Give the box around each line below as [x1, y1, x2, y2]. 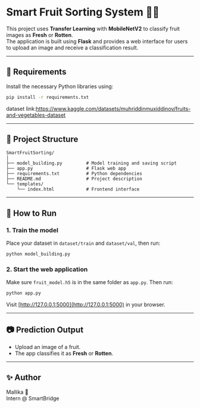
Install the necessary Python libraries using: [6, 83, 114, 90]
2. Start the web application [6, 265, 88, 273]
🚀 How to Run [6, 208, 57, 218]
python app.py [6, 290, 42, 297]
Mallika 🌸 [6, 388, 29, 395]
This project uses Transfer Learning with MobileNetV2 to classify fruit [6, 25, 180, 32]
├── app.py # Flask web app [6, 166, 127, 172]
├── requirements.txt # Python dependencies [6, 171, 143, 177]
